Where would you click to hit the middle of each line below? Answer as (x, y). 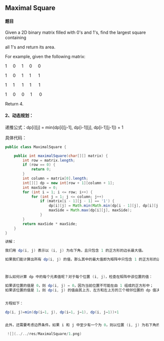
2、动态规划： (19, 116)
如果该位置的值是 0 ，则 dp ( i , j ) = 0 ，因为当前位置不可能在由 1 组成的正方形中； (79, 285)
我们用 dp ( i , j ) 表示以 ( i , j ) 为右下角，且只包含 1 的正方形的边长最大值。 (75, 251)
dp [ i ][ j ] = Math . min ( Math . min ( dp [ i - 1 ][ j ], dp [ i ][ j (103, 206)
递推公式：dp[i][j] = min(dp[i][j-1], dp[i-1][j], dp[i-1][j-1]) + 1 (64, 127)
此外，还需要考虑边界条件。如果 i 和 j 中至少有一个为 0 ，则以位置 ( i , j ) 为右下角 (81, 325)
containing (16, 37)
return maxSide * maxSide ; (50, 224)
